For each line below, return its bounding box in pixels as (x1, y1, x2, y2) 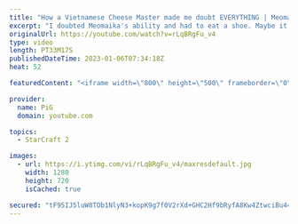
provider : (9, 94, 46, 103)
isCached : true (25, 184, 82, 194)
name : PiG (17, 103, 53, 112)
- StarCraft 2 (17, 135, 69, 145)
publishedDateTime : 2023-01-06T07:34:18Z (9, 54, 165, 63)
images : (9, 152, 38, 161)
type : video (9, 37, 53, 47)
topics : (9, 127, 38, 136)
